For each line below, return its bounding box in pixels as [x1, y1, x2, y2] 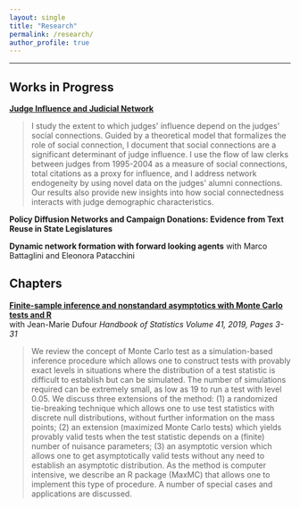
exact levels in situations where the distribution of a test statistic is [30, 364, 276, 376]
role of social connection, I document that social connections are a [30, 140, 277, 150]
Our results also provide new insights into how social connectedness [30, 187, 284, 198]
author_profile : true [9, 38, 90, 47]
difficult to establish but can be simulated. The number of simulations [30, 374, 287, 385]
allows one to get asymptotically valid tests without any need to [30, 450, 265, 461]
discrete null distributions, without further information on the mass [30, 412, 275, 423]
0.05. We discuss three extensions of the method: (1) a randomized [30, 393, 279, 403]
